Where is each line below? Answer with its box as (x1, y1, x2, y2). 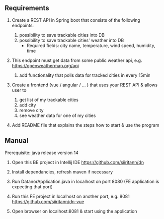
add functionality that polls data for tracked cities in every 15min (19, 72, 151, 78)
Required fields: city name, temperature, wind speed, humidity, (26, 42, 156, 49)
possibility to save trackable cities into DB (19, 32, 105, 38)
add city (19, 102, 36, 108)
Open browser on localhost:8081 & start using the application (11, 208, 137, 214)
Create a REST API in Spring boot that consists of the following (11, 17, 140, 23)
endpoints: (11, 22, 34, 28)
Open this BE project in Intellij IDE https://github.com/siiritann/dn (11, 159, 144, 165)
